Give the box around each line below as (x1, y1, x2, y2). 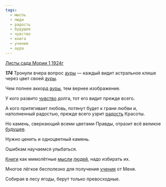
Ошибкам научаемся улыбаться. (5, 146, 77, 152)
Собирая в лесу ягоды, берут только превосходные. (5, 176, 120, 182)
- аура (10, 46, 24, 51)
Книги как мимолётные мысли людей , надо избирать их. (5, 156, 130, 162)
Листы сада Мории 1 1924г (5, 60, 64, 66)
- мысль (10, 12, 27, 17)
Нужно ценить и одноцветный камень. (5, 136, 90, 142)
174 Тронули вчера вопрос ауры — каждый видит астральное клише (5, 70, 156, 76)
